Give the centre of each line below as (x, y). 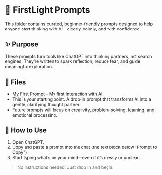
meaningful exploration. (29, 66)
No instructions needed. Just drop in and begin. (65, 167)
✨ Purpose (22, 44)
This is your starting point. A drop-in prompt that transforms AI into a (81, 99)
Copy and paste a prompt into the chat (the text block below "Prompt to (84, 147)
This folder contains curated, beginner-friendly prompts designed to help (79, 24)
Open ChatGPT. (28, 142)
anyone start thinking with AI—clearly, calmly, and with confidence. (73, 29)
